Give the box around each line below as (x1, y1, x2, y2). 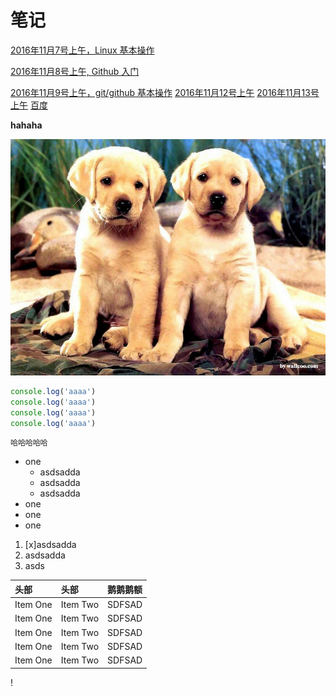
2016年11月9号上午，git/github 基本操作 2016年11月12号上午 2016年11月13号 (10, 86, 320, 98)
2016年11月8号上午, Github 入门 (10, 65, 140, 77)
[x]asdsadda (24, 539, 77, 551)
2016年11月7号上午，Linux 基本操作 (10, 44, 155, 56)
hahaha (10, 119, 43, 131)
